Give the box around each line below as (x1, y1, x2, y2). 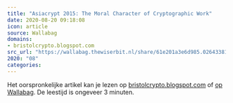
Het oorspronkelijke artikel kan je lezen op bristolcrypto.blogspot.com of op (7, 80, 223, 88)
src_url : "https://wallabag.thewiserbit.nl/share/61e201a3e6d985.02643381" (7, 49, 231, 56)
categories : (7, 62, 42, 68)
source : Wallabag (7, 29, 58, 37)
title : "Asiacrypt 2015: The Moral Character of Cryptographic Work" (7, 10, 213, 17)
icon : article (7, 23, 49, 30)
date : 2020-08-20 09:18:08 (7, 17, 85, 24)
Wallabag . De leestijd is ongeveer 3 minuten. (7, 88, 135, 96)
